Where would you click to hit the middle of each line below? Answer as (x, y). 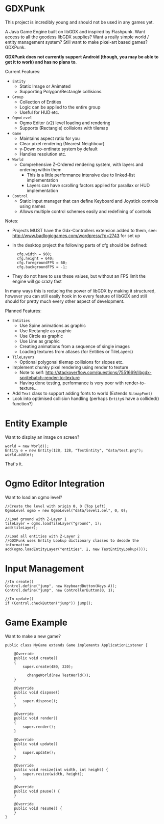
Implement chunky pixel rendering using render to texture (70, 367)
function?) (23, 403)
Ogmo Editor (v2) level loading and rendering (65, 123)
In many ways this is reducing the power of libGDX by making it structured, (80, 291)
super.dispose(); (40, 701)
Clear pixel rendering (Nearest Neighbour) (62, 143)
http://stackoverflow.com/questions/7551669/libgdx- (98, 372)
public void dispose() (37, 692)
